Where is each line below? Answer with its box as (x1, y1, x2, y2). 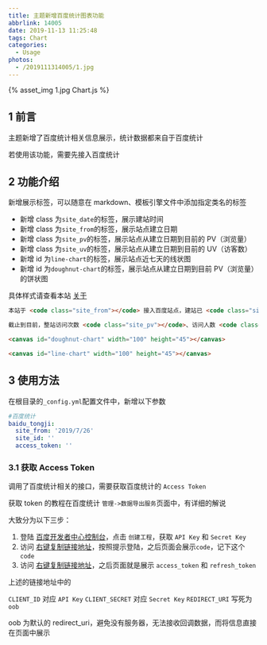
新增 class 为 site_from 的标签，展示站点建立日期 (19, 224, 178, 234)
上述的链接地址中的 (8, 577, 72, 587)
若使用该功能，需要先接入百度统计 (8, 149, 120, 159)
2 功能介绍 (8, 175, 60, 188)
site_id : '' (15, 435, 56, 442)
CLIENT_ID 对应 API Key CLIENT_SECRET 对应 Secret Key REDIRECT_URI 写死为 (8, 594, 253, 604)
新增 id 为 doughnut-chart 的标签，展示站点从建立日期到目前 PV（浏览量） (19, 264, 258, 274)
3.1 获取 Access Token (8, 462, 95, 473)
